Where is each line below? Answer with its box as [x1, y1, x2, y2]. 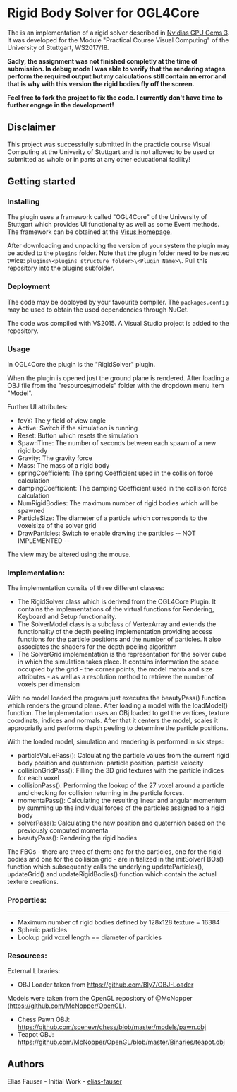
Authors [7, 1058, 44, 1070]
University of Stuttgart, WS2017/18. [7, 43, 109, 52]
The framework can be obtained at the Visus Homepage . [7, 228, 173, 236]
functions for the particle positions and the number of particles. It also [17, 635, 221, 644]
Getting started [7, 175, 76, 188]
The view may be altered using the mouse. [7, 550, 131, 559]
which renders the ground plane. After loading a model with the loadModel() [7, 701, 228, 710]
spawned [17, 507, 45, 515]
